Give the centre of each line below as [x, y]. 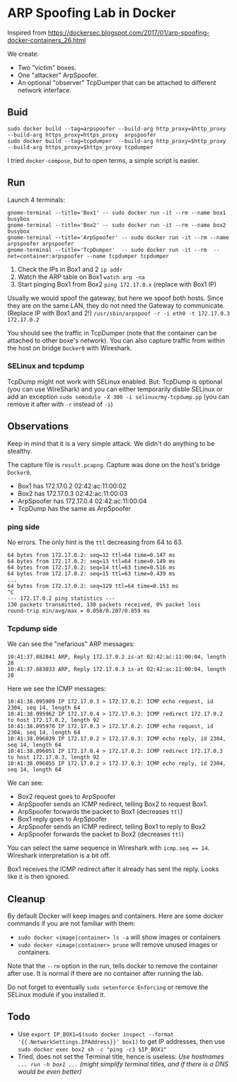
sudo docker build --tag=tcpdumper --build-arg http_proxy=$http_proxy [117, 141]
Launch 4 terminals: [36, 200]
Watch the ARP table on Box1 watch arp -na [81, 277]
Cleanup [27, 899]
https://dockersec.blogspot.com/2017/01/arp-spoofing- [129, 33]
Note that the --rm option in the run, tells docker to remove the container [112, 966]
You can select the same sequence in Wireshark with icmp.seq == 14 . [109, 848]
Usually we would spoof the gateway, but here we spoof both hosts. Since [116, 298]
